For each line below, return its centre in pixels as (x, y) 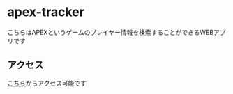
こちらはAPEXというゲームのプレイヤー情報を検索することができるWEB (111, 32)
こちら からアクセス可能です (47, 83)
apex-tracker (46, 12)
